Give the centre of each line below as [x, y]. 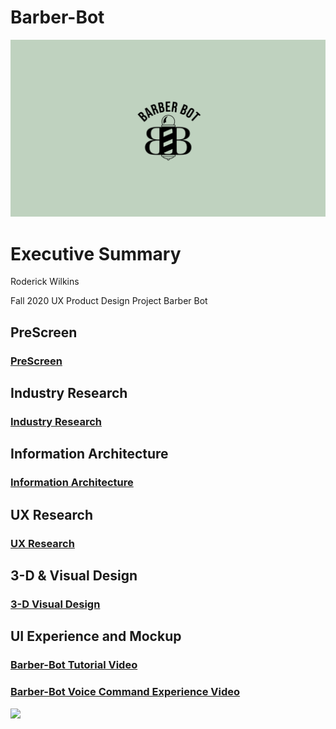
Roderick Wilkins [45, 282]
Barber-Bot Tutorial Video [74, 665]
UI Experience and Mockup [96, 636]
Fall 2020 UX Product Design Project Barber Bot [109, 301]
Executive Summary [96, 253]
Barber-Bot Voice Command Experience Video [125, 692]
